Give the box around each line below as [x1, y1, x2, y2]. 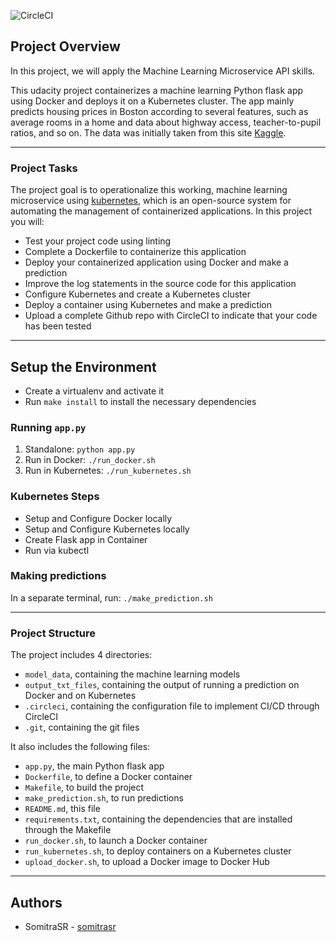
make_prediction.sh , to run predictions [24, 792, 184, 804]
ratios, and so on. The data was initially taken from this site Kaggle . [10, 126, 287, 139]
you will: [10, 216, 45, 228]
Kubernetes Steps [10, 490, 100, 504]
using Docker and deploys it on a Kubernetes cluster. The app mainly [10, 95, 295, 107]
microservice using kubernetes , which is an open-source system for [10, 195, 292, 207]
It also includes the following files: [10, 741, 151, 753]
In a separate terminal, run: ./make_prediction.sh [10, 591, 213, 604]
